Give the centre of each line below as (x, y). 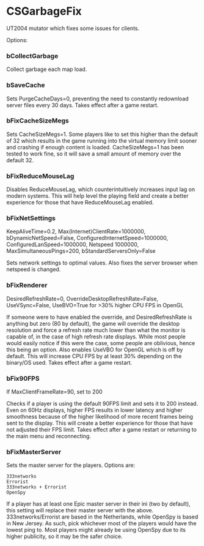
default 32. (20, 160)
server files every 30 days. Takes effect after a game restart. (82, 105)
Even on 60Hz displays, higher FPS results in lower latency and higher (95, 410)
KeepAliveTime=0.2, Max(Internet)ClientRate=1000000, (76, 231)
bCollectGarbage (32, 56)
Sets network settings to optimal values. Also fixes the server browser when (102, 263)
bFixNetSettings (31, 219)
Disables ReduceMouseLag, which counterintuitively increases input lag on (101, 189)
